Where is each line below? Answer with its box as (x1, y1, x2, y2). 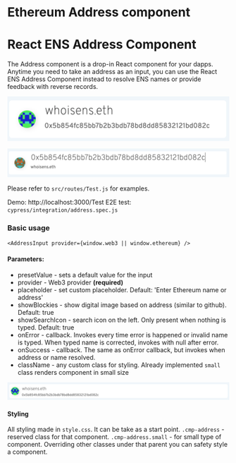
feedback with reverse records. (7, 83, 99, 91)
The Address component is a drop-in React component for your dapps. (7, 60, 213, 68)
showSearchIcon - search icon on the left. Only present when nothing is (17, 315, 227, 324)
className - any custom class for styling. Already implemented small (17, 361, 221, 369)
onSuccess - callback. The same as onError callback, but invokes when (17, 345, 225, 354)
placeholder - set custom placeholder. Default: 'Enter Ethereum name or (17, 285, 227, 294)
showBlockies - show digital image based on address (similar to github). (17, 301, 227, 309)
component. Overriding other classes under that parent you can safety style (7, 440, 228, 449)
